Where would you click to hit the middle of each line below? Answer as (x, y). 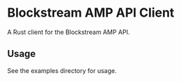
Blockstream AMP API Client (91, 13)
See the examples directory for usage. (62, 70)
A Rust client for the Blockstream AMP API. (69, 32)
